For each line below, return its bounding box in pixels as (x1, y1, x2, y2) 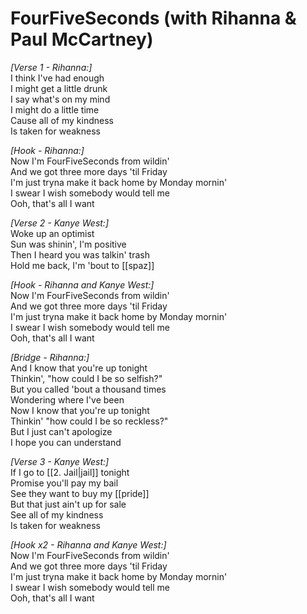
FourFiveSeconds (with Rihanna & (10, 7, 297, 30)
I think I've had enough (10, 72, 105, 84)
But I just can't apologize (10, 425, 113, 437)
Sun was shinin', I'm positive (10, 238, 127, 250)
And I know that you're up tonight (10, 362, 148, 374)
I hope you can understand (10, 436, 122, 448)
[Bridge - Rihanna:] (10, 351, 90, 363)
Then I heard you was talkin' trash (10, 248, 150, 261)
